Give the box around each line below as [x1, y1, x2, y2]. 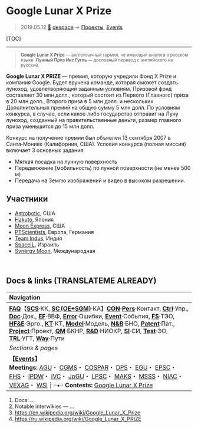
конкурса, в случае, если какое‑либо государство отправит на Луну [6, 110, 179, 117]
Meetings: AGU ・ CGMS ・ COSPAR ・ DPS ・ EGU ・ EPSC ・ [9, 363, 177, 371]
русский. [20, 62, 39, 68]
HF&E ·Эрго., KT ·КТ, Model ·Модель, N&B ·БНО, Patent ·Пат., [9, 320, 175, 328]
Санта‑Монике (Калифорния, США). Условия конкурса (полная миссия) [6, 140, 187, 147]
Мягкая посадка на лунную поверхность [14, 158, 118, 165]
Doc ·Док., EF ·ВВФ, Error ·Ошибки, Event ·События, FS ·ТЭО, [9, 312, 175, 320]
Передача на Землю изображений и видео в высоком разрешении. [14, 177, 186, 184]
